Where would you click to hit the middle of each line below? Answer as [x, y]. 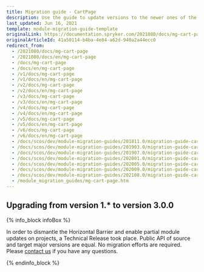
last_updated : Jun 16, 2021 [42, 23]
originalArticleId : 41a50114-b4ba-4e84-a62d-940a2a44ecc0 [81, 40]
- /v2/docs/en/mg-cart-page [47, 91]
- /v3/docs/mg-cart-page [43, 96]
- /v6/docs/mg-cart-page [43, 130]
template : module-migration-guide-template [62, 29]
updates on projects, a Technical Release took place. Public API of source [98, 238]
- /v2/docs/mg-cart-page [43, 85]
